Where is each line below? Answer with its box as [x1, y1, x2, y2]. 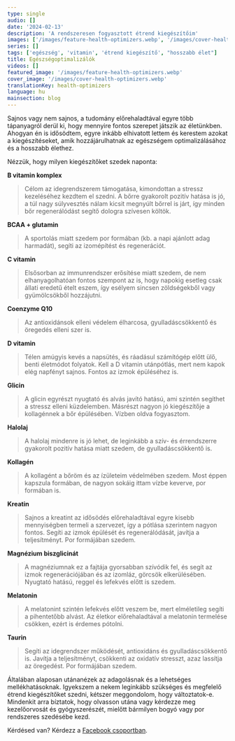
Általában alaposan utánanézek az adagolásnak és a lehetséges [7, 675, 192, 684]
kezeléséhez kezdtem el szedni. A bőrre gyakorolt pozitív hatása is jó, [24, 192, 225, 200]
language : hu [7, 88, 45, 95]
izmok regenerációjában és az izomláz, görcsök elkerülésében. [24, 570, 206, 579]
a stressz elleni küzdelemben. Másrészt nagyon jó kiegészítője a [24, 402, 210, 410]
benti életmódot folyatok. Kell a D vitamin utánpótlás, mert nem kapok [24, 360, 225, 368]
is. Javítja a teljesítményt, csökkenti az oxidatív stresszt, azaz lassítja [24, 654, 222, 663]
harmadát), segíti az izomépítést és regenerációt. [24, 242, 166, 249]
